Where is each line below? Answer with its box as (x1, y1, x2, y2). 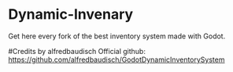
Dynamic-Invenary (8, 5, 134, 23)
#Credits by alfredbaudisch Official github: (8, 46, 146, 56)
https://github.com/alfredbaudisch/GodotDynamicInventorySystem (8, 55, 225, 64)
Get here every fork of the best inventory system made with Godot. (8, 31, 226, 41)
